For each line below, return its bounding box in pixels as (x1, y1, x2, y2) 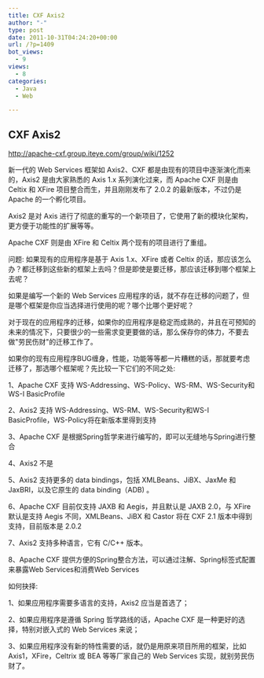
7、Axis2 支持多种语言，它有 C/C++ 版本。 (8, 538, 148, 547)
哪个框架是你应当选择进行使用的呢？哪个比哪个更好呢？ (14, 300, 194, 311)
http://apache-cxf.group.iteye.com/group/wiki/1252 (8, 149, 174, 158)
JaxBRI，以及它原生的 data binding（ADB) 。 (8, 485, 154, 495)
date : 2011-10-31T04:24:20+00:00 (8, 33, 118, 42)
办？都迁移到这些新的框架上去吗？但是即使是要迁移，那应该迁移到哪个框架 (8, 264, 249, 274)
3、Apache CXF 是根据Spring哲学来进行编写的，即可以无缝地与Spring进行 (8, 432, 249, 441)
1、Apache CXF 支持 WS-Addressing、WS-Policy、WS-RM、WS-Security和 (8, 381, 255, 390)
